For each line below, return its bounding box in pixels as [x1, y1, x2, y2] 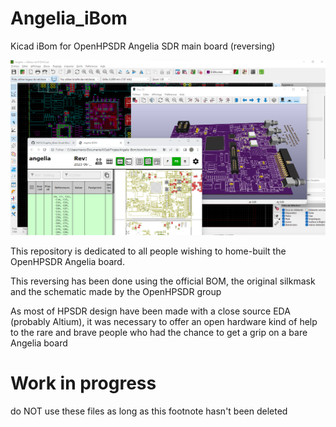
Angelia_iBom [10, 7, 128, 30]
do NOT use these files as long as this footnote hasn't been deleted [10, 405, 288, 417]
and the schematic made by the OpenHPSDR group [10, 285, 222, 297]
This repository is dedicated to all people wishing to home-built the [10, 245, 287, 257]
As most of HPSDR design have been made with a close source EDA [10, 305, 291, 317]
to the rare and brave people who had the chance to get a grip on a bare [10, 326, 308, 338]
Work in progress [10, 372, 157, 395]
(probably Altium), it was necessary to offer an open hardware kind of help [10, 315, 318, 327]
